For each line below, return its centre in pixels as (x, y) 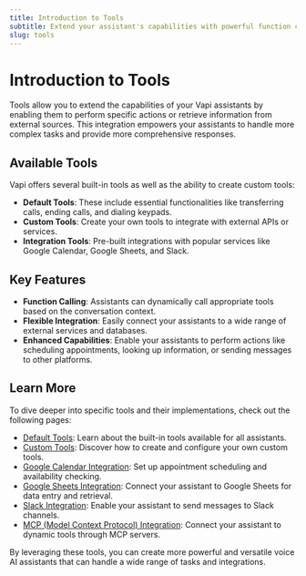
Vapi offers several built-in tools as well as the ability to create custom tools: (152, 185)
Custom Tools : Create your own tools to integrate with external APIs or (156, 222)
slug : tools (32, 35)
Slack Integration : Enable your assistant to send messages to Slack (148, 505)
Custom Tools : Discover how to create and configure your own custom (155, 447)
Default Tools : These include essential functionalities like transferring (153, 202)
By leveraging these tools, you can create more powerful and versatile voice (152, 551)
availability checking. (62, 476)
